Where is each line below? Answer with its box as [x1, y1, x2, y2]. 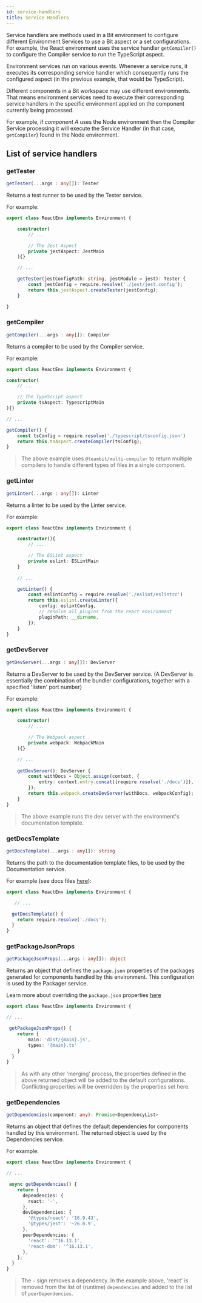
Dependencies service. [6, 1136, 64, 1143]
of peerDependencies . [21, 1290, 73, 1297]
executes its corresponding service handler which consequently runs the [6, 69, 189, 76]
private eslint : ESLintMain [28, 558, 99, 565]
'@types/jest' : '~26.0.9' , [28, 1221, 96, 1227]
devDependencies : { [22, 1209, 72, 1216]
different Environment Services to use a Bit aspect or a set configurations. [6, 38, 191, 45]
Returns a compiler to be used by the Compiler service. [6, 342, 144, 350]
